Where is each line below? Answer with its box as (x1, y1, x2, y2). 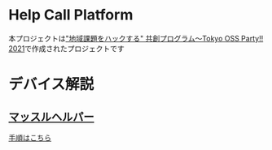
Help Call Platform (8, 6, 134, 24)
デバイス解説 (8, 75, 94, 94)
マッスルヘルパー (8, 109, 94, 123)
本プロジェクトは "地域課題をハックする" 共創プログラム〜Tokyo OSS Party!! (8, 33, 264, 43)
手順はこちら (8, 132, 51, 143)
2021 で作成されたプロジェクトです (8, 43, 125, 54)
